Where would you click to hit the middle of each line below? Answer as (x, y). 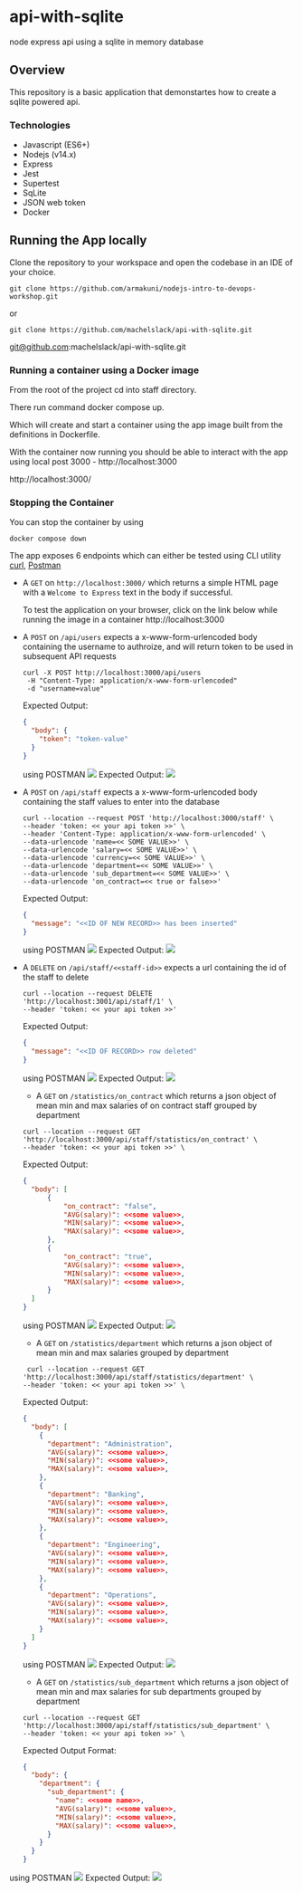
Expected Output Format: (69, 1750)
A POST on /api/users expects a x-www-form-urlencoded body (140, 637)
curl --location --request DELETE (87, 994)
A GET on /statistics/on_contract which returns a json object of (156, 1096)
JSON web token (54, 203)
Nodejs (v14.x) (49, 155)
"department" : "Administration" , (110, 1444)
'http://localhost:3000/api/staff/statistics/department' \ (138, 1378)
